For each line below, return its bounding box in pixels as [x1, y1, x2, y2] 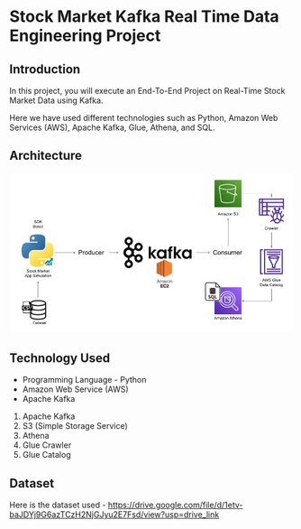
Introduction [9, 61, 81, 77]
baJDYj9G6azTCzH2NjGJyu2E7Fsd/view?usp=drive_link [9, 508, 220, 520]
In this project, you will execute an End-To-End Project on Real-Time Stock [9, 86, 286, 96]
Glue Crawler [22, 440, 72, 450]
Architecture [9, 148, 83, 163]
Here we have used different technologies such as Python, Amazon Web [9, 113, 278, 123]
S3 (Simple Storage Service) [22, 421, 128, 432]
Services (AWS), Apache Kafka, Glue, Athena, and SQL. [9, 122, 215, 133]
